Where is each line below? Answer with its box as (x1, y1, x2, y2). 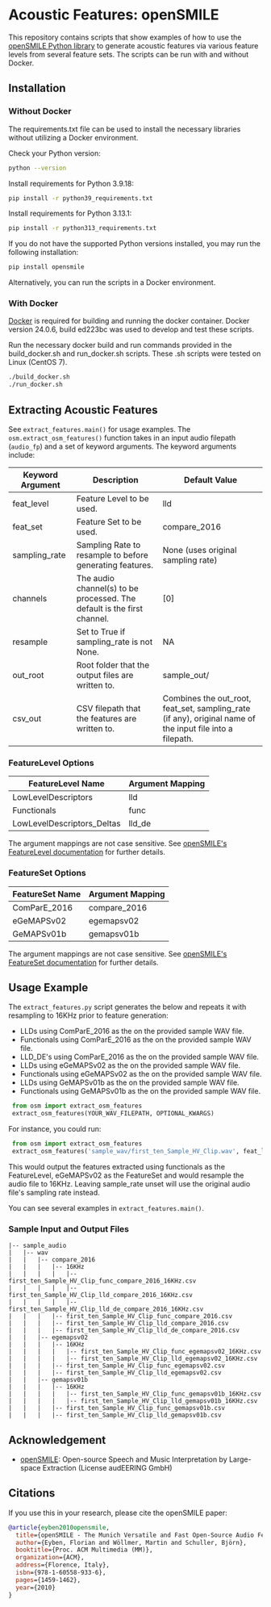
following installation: (8, 248, 79, 257)
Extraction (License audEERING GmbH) (42, 1463, 173, 1472)
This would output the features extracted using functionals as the (8, 1161, 226, 1171)
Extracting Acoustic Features (8, 403, 159, 416)
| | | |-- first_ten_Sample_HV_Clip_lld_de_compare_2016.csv (8, 1326, 240, 1335)
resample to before (76, 549, 148, 560)
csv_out (12, 713, 42, 724)
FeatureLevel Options (8, 757, 94, 768)
